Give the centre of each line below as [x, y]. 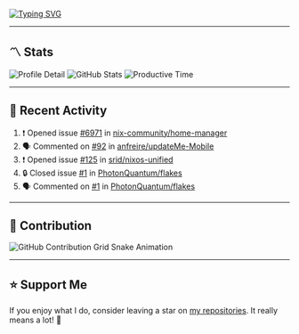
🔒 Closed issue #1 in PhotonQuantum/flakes [102, 173]
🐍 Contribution [50, 226]
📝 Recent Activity [58, 111]
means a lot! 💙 [36, 320]
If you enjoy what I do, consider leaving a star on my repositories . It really [144, 311]
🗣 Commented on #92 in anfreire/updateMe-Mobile [118, 146]
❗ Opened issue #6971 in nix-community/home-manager [125, 133]
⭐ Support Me [48, 285]
